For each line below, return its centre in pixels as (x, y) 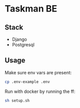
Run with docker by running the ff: (40, 91)
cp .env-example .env (27, 82)
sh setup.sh (17, 100)
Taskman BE (31, 9)
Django (19, 39)
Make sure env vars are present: (38, 72)
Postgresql (23, 45)
